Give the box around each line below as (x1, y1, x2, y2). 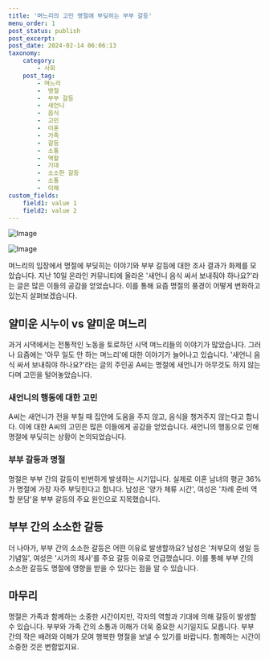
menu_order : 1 (8, 19, 56, 27)
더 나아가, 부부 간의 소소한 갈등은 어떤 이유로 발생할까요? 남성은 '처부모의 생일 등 (8, 543, 260, 553)
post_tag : (22, 72, 56, 80)
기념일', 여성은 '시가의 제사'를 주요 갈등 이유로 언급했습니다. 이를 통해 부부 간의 (8, 553, 254, 562)
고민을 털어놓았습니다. (22, 370, 92, 379)
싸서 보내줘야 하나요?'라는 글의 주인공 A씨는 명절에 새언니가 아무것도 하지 (16, 360, 247, 370)
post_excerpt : (8, 34, 56, 43)
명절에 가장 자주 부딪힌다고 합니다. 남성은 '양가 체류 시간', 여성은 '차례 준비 (16, 484, 249, 494)
